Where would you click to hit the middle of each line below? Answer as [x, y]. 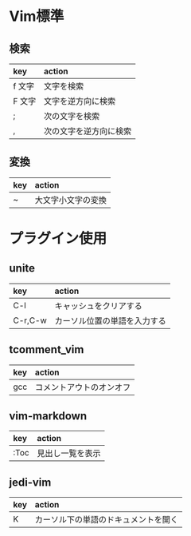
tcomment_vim [47, 349]
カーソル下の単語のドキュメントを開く [106, 520]
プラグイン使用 [58, 238]
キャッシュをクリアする [98, 306]
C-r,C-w [30, 320]
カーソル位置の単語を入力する [110, 320]
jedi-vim [30, 482]
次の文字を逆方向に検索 [88, 131]
